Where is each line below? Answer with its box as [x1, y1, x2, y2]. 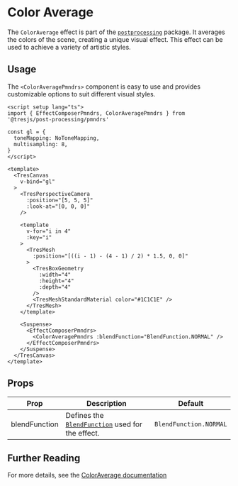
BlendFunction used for [65, 419, 143, 429]
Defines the [65, 410, 104, 420]
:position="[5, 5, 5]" [25, 197, 93, 204]
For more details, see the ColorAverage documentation [7, 471, 167, 480]
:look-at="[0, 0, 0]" [25, 203, 91, 210]
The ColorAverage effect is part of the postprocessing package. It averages [7, 28, 225, 36]
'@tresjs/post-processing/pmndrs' [7, 116, 110, 123]
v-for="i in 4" [25, 228, 72, 235]
